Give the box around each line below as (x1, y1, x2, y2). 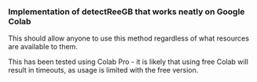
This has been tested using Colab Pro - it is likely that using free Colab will (8, 57, 249, 66)
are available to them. (8, 42, 79, 52)
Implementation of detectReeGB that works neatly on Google (8, 6, 245, 17)
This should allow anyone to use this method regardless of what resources (8, 34, 250, 43)
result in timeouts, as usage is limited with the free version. (8, 66, 199, 75)
